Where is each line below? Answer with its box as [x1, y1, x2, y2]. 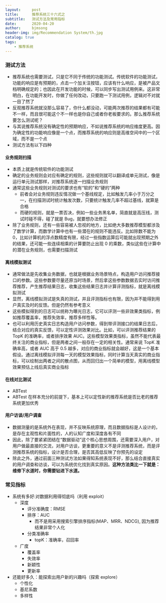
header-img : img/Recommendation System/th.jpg [5, 30, 103, 35]
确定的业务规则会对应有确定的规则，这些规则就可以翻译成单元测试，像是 [12, 172, 160, 179]
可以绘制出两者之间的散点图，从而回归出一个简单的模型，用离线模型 [21, 358, 160, 364]
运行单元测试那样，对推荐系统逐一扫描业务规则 [12, 179, 108, 185]
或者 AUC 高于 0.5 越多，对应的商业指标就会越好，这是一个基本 [29, 345, 160, 351]
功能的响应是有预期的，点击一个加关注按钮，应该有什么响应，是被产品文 [12, 80, 160, 86]
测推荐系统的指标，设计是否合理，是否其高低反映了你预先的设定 [12, 449, 143, 455]
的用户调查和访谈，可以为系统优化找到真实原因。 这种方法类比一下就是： [12, 461, 160, 467]
